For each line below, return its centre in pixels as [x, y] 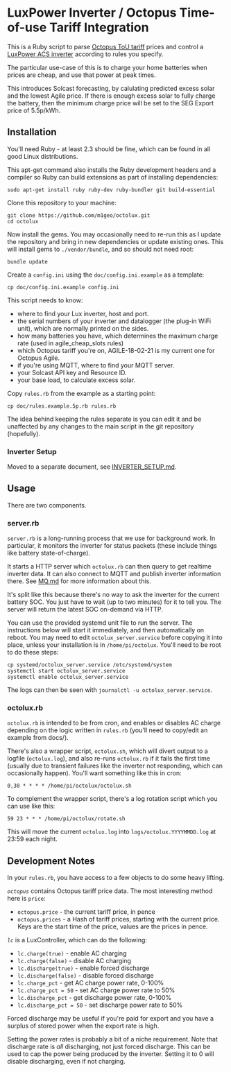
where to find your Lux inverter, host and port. [83, 313]
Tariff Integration [99, 27]
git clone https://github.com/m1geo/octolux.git [79, 215]
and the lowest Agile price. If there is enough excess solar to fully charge [111, 96]
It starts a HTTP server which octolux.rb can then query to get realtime [109, 567]
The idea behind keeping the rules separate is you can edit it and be [104, 419]
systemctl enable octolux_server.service [68, 677]
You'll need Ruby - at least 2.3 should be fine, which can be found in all [109, 149]
